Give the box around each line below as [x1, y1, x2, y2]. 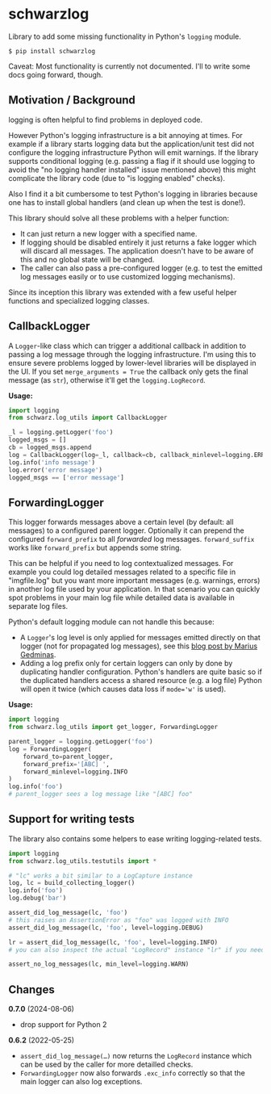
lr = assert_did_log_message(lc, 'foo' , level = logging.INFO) [8, 938, 219, 946]
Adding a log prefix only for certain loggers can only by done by [19, 659, 233, 669]
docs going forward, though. [8, 69, 103, 79]
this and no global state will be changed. [19, 254, 155, 264]
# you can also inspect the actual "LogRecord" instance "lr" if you [8, 945, 248, 954]
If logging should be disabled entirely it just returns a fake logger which [19, 237, 256, 247]
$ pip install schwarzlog [8, 47, 95, 55]
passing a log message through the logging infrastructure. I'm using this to [8, 349, 256, 359]
